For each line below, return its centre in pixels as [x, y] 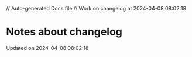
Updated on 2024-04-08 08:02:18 [47, 48]
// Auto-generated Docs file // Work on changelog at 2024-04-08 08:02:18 [96, 8]
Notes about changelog [64, 32]
